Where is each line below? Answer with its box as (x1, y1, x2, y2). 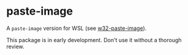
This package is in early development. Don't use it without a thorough (6, 36, 182, 43)
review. (6, 43, 24, 50)
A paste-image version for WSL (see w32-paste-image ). (6, 24, 147, 32)
